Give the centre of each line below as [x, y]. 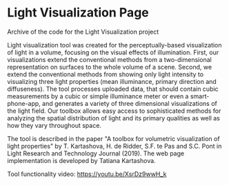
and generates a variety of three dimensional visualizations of [130, 103]
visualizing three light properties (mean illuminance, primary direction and [112, 81]
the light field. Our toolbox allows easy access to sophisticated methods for [114, 111]
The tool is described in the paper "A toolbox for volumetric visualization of [113, 138]
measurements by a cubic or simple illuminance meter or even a [98, 96]
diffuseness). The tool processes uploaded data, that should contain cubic [113, 89]
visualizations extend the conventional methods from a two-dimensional [109, 59]
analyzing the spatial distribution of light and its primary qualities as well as [114, 118]
